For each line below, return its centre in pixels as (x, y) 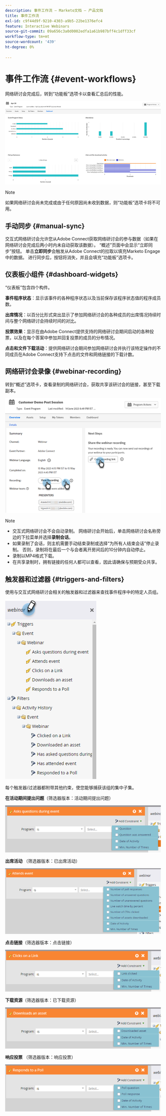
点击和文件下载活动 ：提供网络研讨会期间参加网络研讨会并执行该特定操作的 (81, 348)
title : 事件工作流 (22, 16)
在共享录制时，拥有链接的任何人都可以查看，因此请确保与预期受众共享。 (86, 562)
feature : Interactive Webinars (37, 26)
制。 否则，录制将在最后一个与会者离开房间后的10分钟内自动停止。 (80, 550)
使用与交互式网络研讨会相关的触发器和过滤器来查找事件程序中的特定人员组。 (83, 592)
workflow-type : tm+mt (27, 37)
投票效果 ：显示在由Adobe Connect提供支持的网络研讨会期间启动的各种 (77, 331)
